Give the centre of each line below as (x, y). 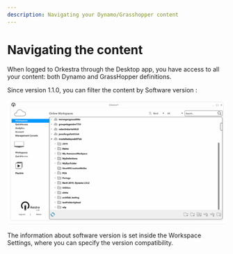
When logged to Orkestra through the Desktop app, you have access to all (113, 69)
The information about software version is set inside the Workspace (104, 235)
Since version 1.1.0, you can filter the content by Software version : (102, 90)
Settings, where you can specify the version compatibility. (90, 242)
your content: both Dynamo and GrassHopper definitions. (89, 76)
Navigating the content (75, 50)
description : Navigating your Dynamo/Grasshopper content (93, 15)
